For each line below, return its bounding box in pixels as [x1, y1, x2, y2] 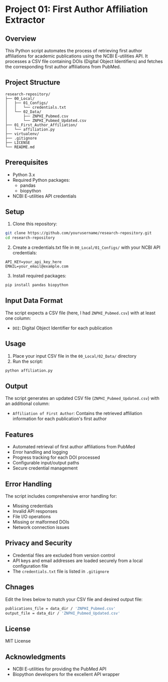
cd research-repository [5, 235, 55, 240]
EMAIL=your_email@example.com [5, 264, 69, 269]
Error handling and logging [12, 449, 68, 455]
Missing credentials [12, 503, 53, 509]
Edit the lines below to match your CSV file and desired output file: [5, 596, 143, 602]
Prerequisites [5, 158, 48, 167]
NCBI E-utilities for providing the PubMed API [12, 666, 107, 672]
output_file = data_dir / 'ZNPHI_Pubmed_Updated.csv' [5, 610, 121, 616]
